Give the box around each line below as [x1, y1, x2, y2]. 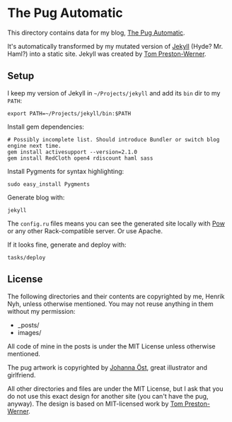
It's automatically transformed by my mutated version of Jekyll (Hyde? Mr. [7, 42, 224, 50]
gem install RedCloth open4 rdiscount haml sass [7, 154, 153, 162]
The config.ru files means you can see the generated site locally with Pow [7, 219, 225, 228]
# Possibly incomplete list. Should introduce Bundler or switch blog [7, 136, 220, 143]
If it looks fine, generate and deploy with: [7, 240, 127, 249]
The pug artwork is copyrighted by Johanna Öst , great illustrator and [7, 363, 207, 372]
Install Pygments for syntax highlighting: [7, 167, 124, 175]
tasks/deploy [7, 254, 46, 261]
